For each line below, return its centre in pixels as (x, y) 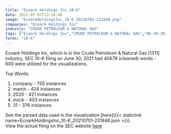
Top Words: (17, 73)
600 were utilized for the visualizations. (47, 64)
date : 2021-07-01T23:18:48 (34, 15)
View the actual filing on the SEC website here (54, 126)
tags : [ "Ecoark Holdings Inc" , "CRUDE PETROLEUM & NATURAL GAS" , (75, 34)
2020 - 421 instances (35, 94)
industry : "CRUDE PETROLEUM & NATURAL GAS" (52, 29)
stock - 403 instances (36, 99)
